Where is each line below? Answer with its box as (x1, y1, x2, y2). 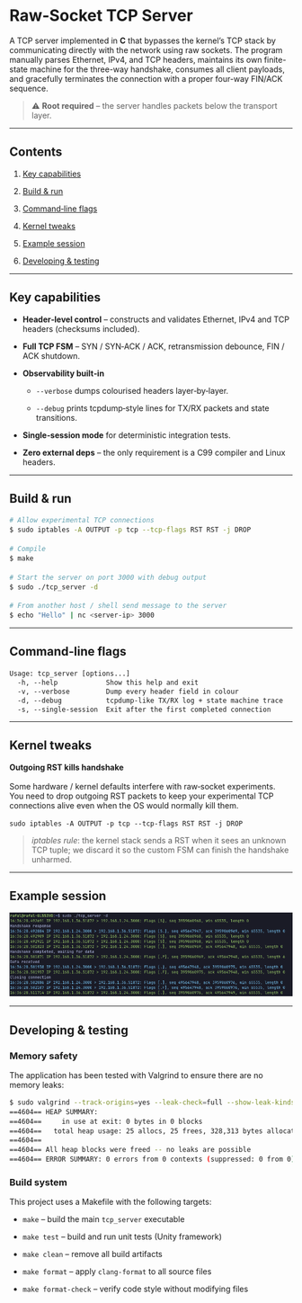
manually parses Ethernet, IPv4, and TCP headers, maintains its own (9, 54, 262, 65)
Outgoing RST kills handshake (9, 762, 124, 772)
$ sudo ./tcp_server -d (9, 582, 99, 592)
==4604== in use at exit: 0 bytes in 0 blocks (9, 1117, 203, 1126)
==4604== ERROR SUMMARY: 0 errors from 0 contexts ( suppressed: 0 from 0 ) (9, 1155, 296, 1165)
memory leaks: (9, 1079, 65, 1090)
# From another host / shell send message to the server (9, 602, 227, 611)
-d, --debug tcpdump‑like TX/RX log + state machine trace (17, 696, 283, 705)
